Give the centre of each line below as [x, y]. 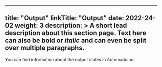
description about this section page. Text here [76, 33]
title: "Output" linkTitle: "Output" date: [65, 18]
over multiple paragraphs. [45, 48]
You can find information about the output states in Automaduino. [70, 59]
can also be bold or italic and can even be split [76, 40]
